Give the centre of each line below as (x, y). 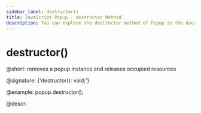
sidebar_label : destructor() (42, 12)
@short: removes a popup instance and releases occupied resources (91, 69)
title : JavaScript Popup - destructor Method (64, 17)
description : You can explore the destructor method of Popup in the (95, 23)
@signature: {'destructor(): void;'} (48, 81)
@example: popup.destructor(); (45, 92)
